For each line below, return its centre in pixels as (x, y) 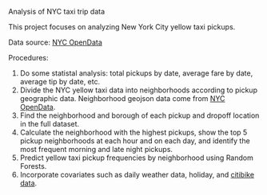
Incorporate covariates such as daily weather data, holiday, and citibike (137, 175)
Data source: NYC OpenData (55, 42)
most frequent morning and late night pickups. (96, 149)
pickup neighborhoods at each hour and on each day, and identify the (135, 141)
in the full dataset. (50, 124)
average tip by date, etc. (60, 82)
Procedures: (29, 58)
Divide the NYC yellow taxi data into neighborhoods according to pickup (139, 90)
